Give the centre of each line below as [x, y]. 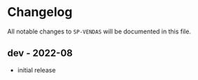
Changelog [40, 12]
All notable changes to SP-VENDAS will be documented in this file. [99, 31]
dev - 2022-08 [40, 53]
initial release [36, 70]
